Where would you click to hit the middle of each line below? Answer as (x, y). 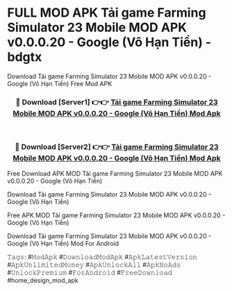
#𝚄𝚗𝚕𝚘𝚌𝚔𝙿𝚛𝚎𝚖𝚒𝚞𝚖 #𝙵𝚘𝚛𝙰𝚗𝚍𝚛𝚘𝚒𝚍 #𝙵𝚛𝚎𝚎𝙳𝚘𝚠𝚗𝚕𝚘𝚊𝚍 (90, 272)
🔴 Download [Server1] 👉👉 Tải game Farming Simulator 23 (117, 102)
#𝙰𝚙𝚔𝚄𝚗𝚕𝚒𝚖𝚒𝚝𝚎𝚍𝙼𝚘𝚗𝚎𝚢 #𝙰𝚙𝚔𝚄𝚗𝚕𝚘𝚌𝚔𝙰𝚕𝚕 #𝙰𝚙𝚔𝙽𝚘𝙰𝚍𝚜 (94, 265)
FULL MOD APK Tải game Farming (107, 13)
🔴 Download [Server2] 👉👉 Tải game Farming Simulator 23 (117, 147)
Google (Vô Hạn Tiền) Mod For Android (63, 243)
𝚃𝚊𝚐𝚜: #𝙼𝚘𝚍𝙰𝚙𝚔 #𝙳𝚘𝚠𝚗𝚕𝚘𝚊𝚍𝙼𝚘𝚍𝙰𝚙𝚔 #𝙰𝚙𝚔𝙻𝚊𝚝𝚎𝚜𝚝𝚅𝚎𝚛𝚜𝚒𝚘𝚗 (102, 257)
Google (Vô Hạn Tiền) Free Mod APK (60, 83)
